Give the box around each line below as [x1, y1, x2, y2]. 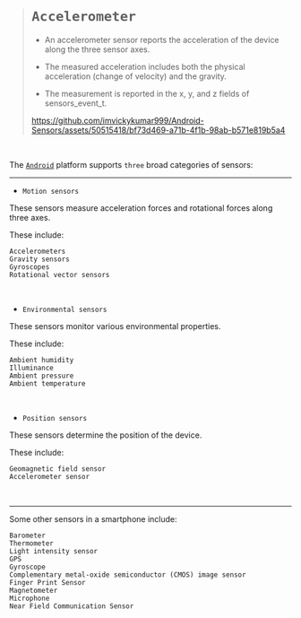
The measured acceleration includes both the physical [44, 61, 245, 72]
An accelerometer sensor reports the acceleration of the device [44, 34, 279, 45]
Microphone [9, 594, 50, 603]
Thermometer [9, 538, 54, 548]
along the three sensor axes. [44, 44, 150, 55]
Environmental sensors [21, 305, 107, 314]
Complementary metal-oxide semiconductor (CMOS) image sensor [9, 570, 246, 579]
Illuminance [9, 363, 54, 372]
